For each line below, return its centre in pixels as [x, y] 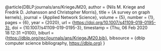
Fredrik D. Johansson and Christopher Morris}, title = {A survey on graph [78, 12]
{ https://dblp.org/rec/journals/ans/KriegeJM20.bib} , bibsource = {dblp [75, 38]
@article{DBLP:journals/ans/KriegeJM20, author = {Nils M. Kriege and [75, 7]
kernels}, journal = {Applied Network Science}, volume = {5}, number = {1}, [80, 17]
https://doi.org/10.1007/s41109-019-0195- [115, 22]
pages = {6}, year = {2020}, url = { [39, 22]
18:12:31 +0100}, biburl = [29, 33]
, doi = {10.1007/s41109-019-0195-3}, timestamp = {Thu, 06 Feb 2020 [79, 28]
